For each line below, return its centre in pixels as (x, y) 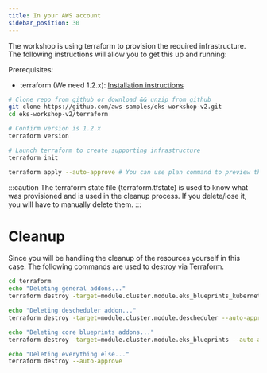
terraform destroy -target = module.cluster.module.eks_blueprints (118, 340)
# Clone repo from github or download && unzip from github (110, 99)
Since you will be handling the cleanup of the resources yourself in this (124, 258)
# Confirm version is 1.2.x (55, 129)
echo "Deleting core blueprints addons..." (81, 332)
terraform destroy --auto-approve (66, 361)
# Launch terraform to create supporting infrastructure (104, 150)
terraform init (33, 157)
